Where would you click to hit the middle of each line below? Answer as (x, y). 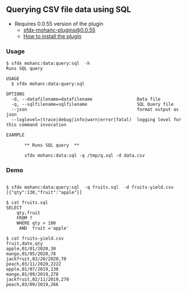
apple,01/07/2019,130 (32, 269)
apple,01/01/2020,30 (31, 249)
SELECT (14, 208)
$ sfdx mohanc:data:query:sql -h (48, 64)
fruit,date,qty (25, 244)
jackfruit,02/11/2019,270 (37, 280)
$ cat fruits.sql (27, 203)
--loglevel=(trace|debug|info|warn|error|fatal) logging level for (96, 120)
